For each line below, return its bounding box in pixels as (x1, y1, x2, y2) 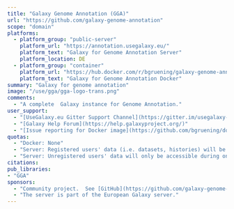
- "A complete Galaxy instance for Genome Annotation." (13, 101, 182, 108)
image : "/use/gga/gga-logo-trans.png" (7, 88, 120, 95)
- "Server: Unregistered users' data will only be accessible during (13, 153, 219, 160)
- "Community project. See (13, 185, 95, 192)
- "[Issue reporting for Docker (13, 127, 108, 134)
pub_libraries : (7, 165, 52, 173)
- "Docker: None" (13, 140, 64, 147)
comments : (7, 95, 36, 102)
